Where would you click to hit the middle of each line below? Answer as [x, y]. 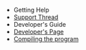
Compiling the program [46, 39]
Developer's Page [39, 32]
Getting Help [31, 10]
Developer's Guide [40, 24]
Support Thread [36, 17]
